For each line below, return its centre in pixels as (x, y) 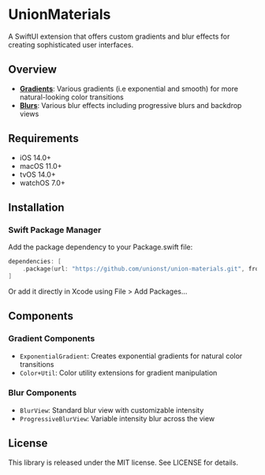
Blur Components (43, 393)
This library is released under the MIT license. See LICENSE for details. (123, 462)
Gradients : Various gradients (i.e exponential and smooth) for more (129, 88)
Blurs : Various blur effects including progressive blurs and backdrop (131, 105)
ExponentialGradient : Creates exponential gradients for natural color (131, 356)
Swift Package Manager (55, 230)
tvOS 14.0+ (38, 174)
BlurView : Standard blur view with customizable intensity (112, 410)
